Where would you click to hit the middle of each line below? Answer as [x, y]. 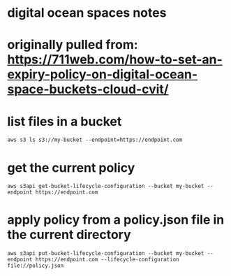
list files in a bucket [65, 121]
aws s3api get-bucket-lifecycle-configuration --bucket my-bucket [106, 187]
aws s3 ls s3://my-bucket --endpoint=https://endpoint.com [95, 140]
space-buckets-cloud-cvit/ [88, 89]
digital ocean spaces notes [87, 13]
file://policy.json [36, 266]
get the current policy [71, 167]
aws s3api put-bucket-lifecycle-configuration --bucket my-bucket [106, 254]
